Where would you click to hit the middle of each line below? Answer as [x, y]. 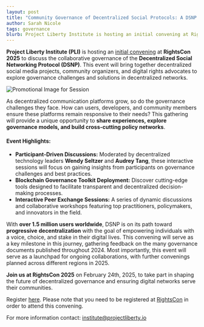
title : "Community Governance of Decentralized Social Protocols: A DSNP [102, 18]
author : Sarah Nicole [34, 23]
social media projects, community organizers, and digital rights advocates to [102, 71]
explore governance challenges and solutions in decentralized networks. [97, 78]
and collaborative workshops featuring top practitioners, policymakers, [104, 206]
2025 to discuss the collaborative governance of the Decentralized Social [99, 58]
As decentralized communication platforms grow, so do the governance [96, 102]
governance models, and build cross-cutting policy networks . [86, 127]
